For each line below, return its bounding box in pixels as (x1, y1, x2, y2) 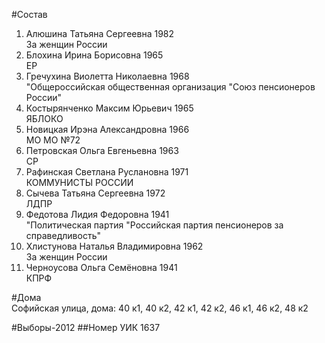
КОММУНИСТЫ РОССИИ (25, 177, 134, 188)
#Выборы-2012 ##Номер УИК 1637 (11, 322, 161, 333)
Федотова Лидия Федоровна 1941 (25, 209, 170, 220)
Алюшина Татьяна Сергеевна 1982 (25, 28, 175, 39)
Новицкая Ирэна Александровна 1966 (25, 124, 190, 135)
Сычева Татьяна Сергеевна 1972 (25, 187, 166, 199)
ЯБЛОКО (25, 113, 64, 124)
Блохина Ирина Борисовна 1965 (25, 49, 164, 61)
